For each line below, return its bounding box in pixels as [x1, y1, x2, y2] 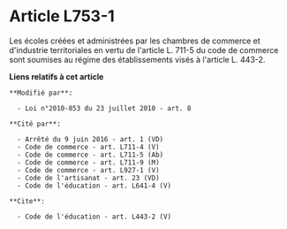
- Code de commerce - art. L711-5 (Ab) [17, 150, 164, 159]
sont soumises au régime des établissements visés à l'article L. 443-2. [9, 54, 266, 65]
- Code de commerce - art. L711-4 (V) [17, 142, 161, 151]
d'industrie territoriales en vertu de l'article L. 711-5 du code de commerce [9, 44, 279, 55]
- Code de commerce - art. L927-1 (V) [17, 165, 161, 174]
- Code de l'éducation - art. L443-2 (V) [17, 212, 172, 221]
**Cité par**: [9, 119, 62, 128]
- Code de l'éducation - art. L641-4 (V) [17, 181, 172, 190]
